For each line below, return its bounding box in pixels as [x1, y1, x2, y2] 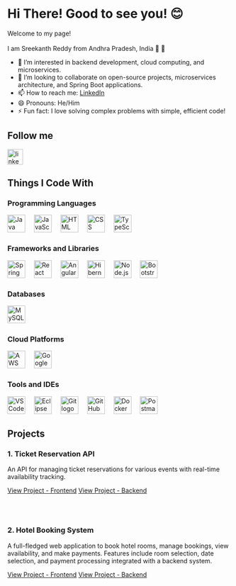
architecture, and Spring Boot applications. [17, 80, 143, 89]
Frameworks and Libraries [7, 244, 99, 254]
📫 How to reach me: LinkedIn [17, 88, 105, 97]
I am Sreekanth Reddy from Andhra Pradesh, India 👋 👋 [7, 44, 165, 52]
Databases [7, 289, 45, 299]
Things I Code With [7, 177, 94, 189]
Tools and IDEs [7, 380, 60, 390]
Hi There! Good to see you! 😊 [7, 6, 184, 22]
